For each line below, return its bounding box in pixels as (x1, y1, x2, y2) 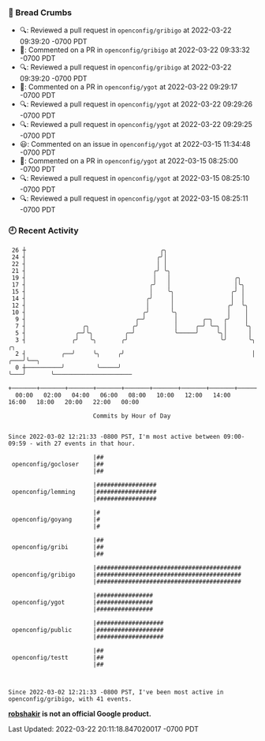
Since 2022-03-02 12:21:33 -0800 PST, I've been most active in (8, 688, 224, 696)
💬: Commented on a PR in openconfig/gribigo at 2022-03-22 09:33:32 (19, 45, 251, 54)
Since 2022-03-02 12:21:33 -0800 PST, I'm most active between (8, 432, 221, 440)
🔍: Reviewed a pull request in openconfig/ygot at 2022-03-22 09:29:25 (19, 120, 252, 129)
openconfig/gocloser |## (11, 460, 104, 468)
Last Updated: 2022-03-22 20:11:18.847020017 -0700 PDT (8, 724, 200, 733)
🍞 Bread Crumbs (8, 7, 73, 18)
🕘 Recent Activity (8, 225, 79, 236)
